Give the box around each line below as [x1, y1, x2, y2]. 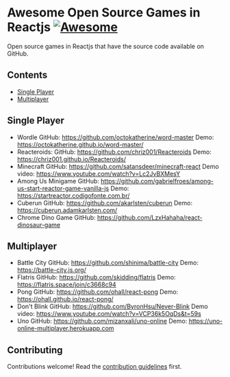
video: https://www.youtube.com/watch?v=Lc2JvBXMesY [16, 170, 181, 178]
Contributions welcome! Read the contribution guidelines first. [7, 363, 182, 371]
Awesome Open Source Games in [7, 5, 201, 21]
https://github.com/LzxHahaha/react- [97, 213, 203, 221]
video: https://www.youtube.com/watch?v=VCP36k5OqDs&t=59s [16, 310, 202, 318]
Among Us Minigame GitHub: [16, 176, 99, 185]
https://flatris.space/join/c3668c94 [16, 280, 116, 289]
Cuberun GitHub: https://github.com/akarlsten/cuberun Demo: [16, 198, 193, 207]
